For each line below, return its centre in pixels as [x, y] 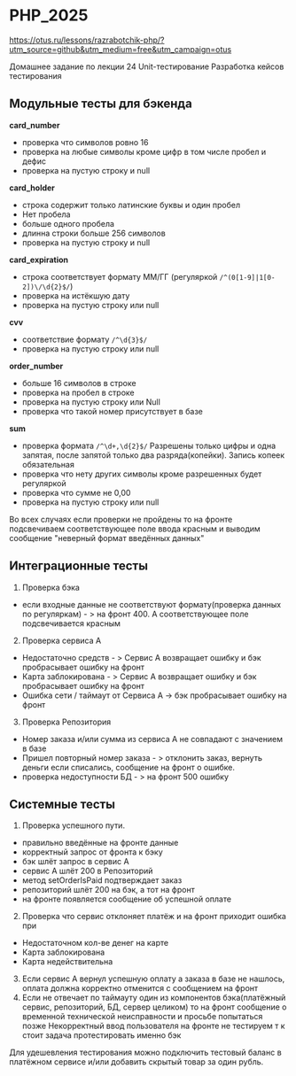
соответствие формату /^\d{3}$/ [85, 339]
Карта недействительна [67, 962]
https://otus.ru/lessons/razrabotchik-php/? [87, 40]
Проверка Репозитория [66, 722]
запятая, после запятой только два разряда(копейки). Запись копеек [153, 455]
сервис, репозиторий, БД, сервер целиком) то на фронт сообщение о [154, 1007]
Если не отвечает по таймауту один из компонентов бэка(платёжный [154, 998]
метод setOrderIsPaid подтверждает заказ [102, 880]
